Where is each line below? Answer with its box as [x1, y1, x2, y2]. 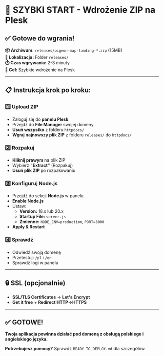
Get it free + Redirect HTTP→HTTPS [12, 300, 87, 305]
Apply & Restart [12, 224, 45, 230]
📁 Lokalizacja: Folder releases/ [5, 55, 69, 60]
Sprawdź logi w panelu [12, 260, 59, 265]
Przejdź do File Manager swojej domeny [12, 121, 94, 127]
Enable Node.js [12, 198, 44, 204]
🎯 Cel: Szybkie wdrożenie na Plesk [5, 67, 75, 73]
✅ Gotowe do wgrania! [5, 34, 75, 42]
